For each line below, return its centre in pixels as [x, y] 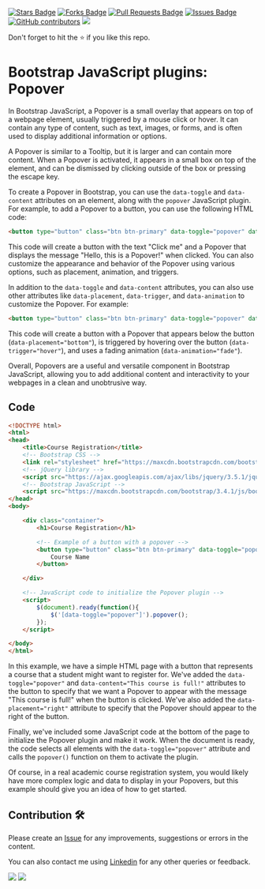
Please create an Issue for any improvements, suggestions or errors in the [128, 838]
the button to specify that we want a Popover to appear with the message [127, 691]
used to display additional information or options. [88, 136]
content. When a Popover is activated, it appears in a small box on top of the [132, 160]
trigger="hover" [35, 351]
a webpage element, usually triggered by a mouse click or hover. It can [123, 119]
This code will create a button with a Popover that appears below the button [131, 333]
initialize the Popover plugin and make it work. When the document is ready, [132, 740]
